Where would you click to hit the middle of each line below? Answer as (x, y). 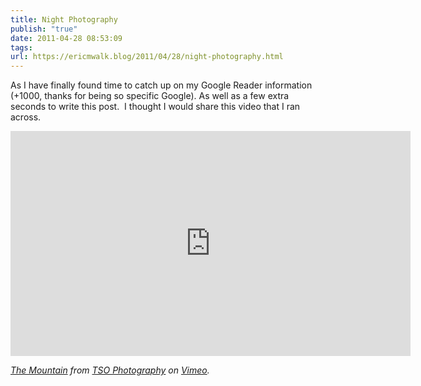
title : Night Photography (64, 19)
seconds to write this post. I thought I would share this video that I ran (155, 107)
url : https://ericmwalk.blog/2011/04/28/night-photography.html (147, 57)
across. (26, 117)
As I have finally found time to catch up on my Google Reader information (161, 85)
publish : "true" (44, 29)
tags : (21, 47)
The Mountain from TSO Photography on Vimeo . (110, 370)
